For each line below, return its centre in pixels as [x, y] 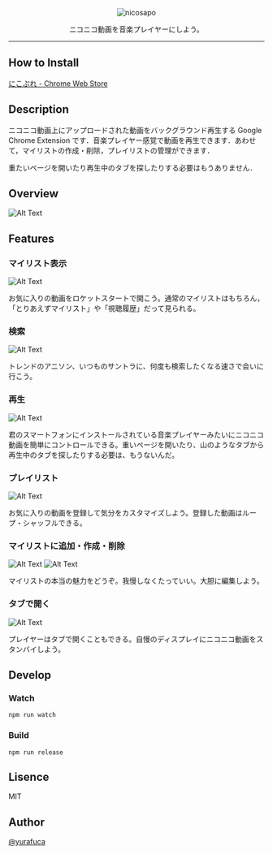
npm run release [36, 752]
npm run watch [32, 715]
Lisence [29, 776]
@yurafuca [27, 842]
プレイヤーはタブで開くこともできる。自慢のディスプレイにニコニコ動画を [132, 639]
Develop [30, 675]
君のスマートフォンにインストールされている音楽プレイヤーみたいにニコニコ [136, 434]
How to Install [44, 63]
